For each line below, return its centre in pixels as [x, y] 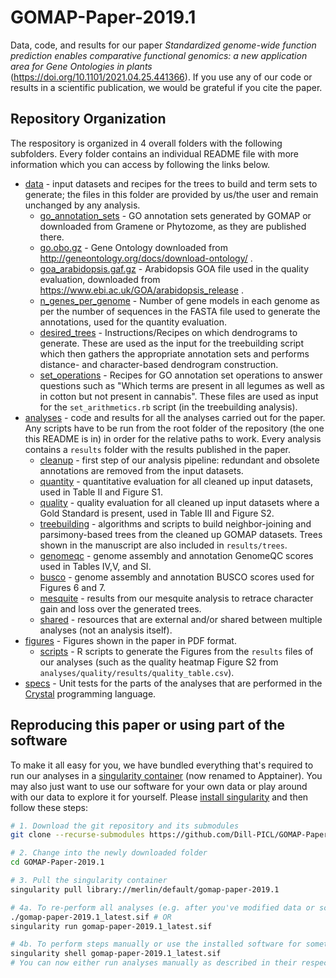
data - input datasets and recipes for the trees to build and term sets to [171, 183]
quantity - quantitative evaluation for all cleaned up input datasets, [176, 481]
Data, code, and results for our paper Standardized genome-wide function [163, 45]
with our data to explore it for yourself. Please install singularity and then [159, 797]
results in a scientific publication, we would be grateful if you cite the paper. [166, 87]
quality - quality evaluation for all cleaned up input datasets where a [179, 502]
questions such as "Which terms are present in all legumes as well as [182, 385]
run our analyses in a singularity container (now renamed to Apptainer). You [166, 775]
